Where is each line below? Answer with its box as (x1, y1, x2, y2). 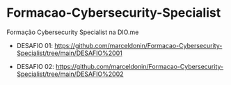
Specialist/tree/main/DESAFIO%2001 (16, 49, 122, 57)
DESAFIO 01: (16, 41, 54, 49)
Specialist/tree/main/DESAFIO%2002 (16, 70, 124, 78)
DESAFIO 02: (16, 62, 55, 70)
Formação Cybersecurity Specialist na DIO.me (6, 28, 139, 36)
